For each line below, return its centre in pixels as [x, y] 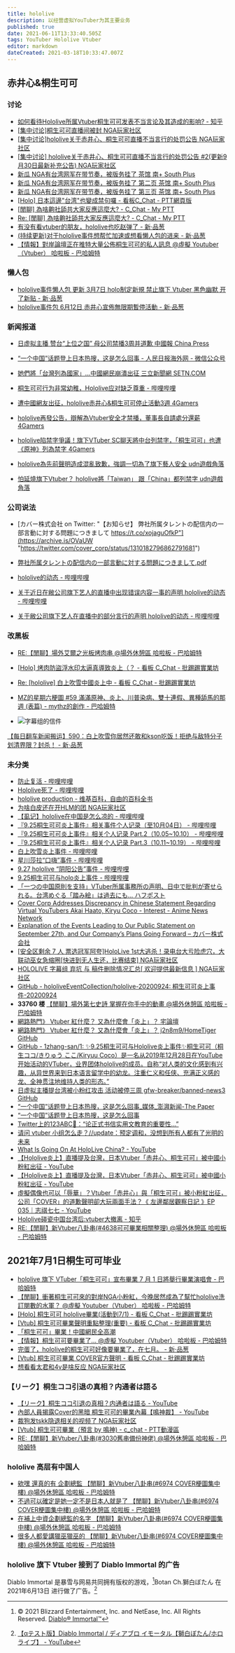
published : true [31, 27]
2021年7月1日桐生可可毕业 [64, 1261]
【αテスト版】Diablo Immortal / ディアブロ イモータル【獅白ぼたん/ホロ [120, 1633]
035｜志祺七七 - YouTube [54, 1210]
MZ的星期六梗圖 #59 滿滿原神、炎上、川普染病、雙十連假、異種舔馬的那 [121, 697]
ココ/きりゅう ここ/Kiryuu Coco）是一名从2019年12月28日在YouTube [123, 1055]
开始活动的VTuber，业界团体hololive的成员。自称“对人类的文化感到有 [117, 1064]
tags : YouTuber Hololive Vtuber [54, 40]
